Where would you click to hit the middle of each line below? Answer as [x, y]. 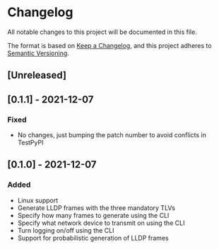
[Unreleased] [37, 75]
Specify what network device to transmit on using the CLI [101, 223]
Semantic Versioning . [38, 53]
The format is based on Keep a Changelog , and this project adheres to [109, 45]
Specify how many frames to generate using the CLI [93, 215]
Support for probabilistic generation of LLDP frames [93, 238]
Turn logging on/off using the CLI [66, 230]
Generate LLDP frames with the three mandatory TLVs [96, 208]
